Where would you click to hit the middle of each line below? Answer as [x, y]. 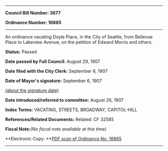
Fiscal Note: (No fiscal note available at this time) [56, 129]
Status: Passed [21, 52]
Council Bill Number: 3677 [33, 13]
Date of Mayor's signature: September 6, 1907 [53, 81]
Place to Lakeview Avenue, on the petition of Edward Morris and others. [79, 42]
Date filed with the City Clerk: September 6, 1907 [56, 71]
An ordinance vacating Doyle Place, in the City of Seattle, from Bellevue [79, 37]
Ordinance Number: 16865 [33, 22]
